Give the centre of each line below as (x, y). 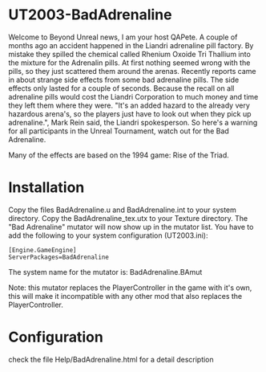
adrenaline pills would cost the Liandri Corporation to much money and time (133, 96)
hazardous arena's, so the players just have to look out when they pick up (130, 113)
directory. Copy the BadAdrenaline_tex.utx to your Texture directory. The (128, 218)
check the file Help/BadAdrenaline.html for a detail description (111, 359)
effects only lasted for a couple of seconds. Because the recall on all (121, 88)
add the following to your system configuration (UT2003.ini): (108, 235)
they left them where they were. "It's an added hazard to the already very (129, 105)
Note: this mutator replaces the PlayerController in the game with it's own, (130, 288)
